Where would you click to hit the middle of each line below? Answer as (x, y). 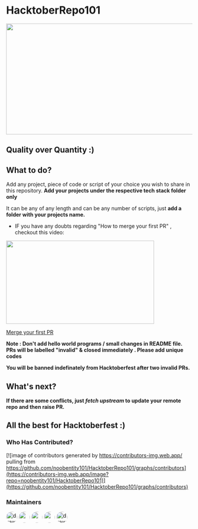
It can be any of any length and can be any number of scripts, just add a (94, 208)
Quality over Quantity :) (50, 150)
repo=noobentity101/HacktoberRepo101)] (56, 480)
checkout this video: (39, 233)
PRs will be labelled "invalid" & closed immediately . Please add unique (95, 350)
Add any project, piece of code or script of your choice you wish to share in (98, 185)
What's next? (31, 386)
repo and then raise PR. (35, 407)
